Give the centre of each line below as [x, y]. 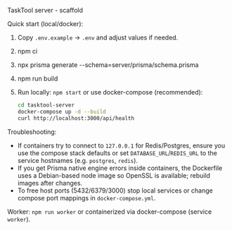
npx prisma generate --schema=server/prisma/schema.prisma [108, 65]
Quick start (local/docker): [45, 24]
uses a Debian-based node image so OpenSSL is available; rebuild [114, 175]
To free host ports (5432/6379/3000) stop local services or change [115, 190]
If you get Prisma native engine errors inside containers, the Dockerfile [120, 168]
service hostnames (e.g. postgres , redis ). [78, 160]
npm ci [27, 51]
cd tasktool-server [46, 105]
